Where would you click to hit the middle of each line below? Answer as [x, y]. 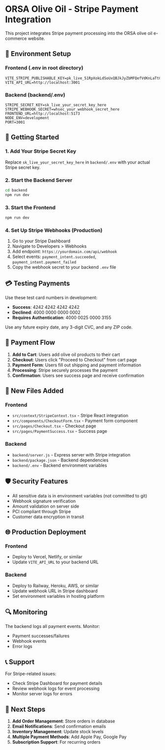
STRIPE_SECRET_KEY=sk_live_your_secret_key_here [56, 105]
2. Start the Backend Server [39, 180]
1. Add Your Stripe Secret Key [41, 151]
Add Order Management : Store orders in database [64, 721]
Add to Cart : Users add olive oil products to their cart [66, 354]
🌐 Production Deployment [46, 532]
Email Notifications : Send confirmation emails [59, 726]
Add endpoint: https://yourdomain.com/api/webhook [65, 252]
